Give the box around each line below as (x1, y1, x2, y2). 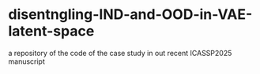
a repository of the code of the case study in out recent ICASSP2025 (8, 48, 232, 57)
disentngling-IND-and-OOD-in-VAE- (8, 6, 253, 24)
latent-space (8, 22, 95, 40)
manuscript (8, 57, 46, 66)
